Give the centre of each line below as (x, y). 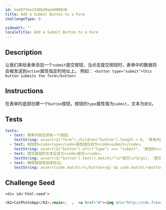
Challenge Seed (30, 183)
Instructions (24, 91)
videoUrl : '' (19, 28)
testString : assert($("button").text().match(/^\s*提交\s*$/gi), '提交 (88, 158)
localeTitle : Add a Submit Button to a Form (52, 33)
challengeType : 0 (23, 19)
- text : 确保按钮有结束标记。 (37, 163)
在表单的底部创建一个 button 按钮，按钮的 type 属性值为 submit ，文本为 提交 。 (81, 104)
